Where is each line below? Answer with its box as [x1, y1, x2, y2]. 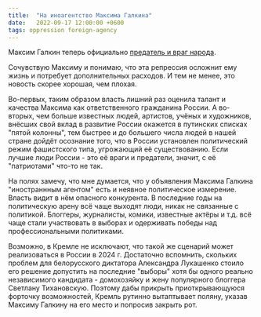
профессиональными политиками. [8, 227, 124, 236]
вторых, [8, 111, 35, 121]
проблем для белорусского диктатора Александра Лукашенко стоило [8, 258, 245, 268]
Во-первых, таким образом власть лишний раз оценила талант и [8, 95, 226, 104]
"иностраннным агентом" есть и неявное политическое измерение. [8, 185, 237, 195]
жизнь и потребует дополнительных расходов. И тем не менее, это [8, 71, 235, 81]
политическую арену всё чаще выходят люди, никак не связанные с [8, 202, 239, 211]
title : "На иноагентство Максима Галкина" [8, 11, 153, 20]
